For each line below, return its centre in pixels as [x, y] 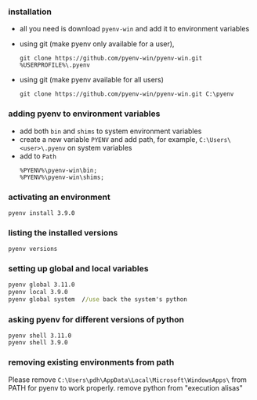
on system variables [100, 147]
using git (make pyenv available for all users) [92, 80]
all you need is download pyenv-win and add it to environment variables [134, 29]
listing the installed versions [63, 232]
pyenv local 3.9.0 [38, 293]
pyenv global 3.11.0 [42, 285]
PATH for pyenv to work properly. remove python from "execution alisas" [125, 387]
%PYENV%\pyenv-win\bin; [58, 170]
